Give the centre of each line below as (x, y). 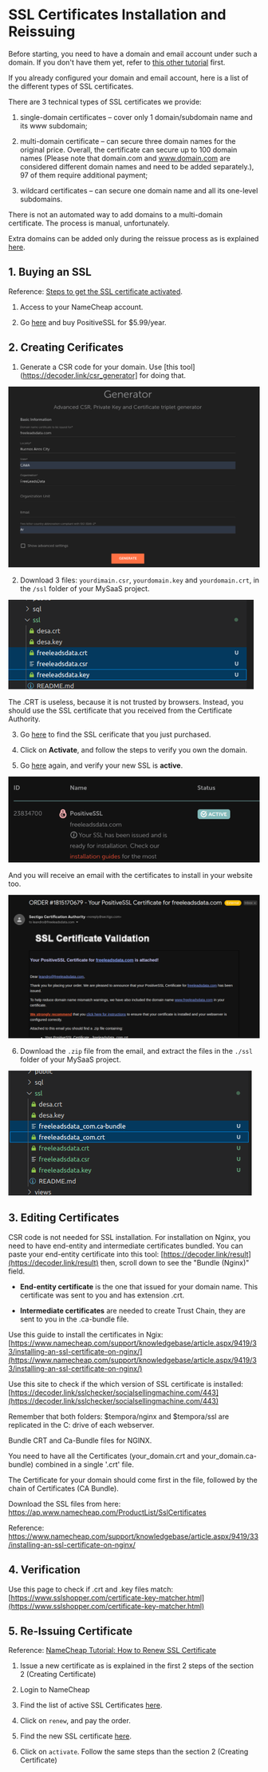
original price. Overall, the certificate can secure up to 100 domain (128, 149)
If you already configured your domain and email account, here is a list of (128, 77)
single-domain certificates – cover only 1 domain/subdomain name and (136, 117)
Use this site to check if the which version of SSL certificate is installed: (126, 1384)
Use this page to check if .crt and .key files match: (91, 1589)
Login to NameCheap (55, 1690)
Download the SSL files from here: (65, 1504)
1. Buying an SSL (50, 272)
